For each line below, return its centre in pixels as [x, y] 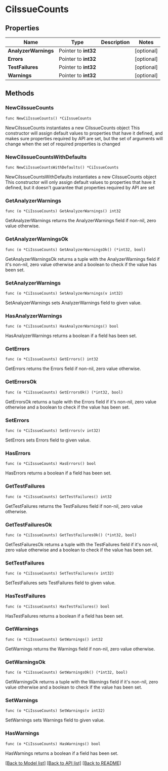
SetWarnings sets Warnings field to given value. [55, 720]
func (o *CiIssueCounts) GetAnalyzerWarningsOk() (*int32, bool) [75, 250]
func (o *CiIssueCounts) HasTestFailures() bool [57, 606]
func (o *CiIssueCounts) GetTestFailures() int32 [59, 497]
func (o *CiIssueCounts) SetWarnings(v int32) [55, 711]
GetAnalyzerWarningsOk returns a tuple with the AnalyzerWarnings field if [82, 259]
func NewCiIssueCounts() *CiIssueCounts [49, 118]
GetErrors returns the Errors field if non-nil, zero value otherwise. [73, 369]
